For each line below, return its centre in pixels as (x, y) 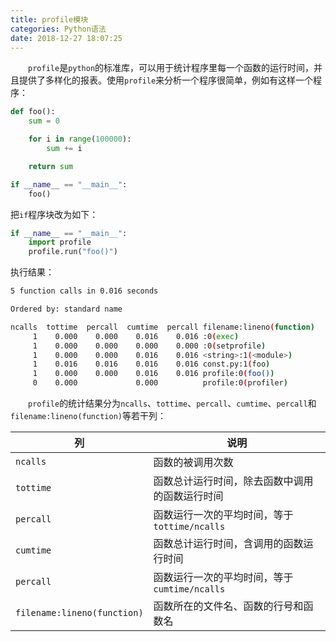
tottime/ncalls (189, 526)
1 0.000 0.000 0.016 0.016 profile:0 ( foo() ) (153, 374)
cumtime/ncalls (189, 589)
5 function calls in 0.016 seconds (84, 291)
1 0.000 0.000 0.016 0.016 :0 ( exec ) (136, 336)
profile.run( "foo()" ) (73, 252)
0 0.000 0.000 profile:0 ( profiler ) (160, 383)
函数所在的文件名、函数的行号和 (228, 606)
